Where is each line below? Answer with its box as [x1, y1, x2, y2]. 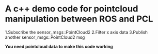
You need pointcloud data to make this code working [5, 43, 113, 49]
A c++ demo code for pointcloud [5, 3, 138, 14]
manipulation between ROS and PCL [5, 13, 154, 24]
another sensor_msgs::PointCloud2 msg [5, 34, 85, 40]
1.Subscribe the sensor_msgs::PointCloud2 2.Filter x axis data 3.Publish [5, 29, 148, 35]
